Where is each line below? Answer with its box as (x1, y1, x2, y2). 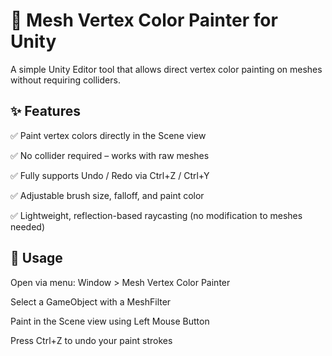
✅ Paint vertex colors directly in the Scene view (10, 129, 207, 141)
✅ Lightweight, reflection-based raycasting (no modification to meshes (10, 209, 303, 221)
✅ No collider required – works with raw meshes (10, 149, 210, 161)
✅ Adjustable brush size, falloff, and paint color (10, 189, 205, 201)
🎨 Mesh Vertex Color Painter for (10, 9, 278, 32)
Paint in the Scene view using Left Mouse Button (10, 315, 210, 327)
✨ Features (10, 103, 81, 120)
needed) (10, 220, 46, 233)
